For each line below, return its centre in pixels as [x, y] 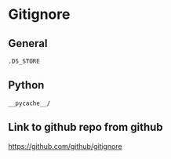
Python [26, 85]
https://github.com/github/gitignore [65, 146]
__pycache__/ [29, 103]
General [28, 43]
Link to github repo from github [85, 127]
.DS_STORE [24, 61]
